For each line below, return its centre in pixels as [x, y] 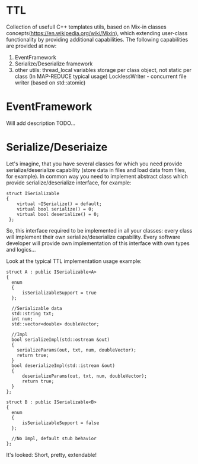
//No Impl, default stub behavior [54, 438]
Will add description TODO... [41, 123]
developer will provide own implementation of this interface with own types [98, 243]
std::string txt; [33, 313]
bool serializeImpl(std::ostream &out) [61, 340]
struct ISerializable [33, 193]
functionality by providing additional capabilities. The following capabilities [97, 39]
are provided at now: [31, 46]
